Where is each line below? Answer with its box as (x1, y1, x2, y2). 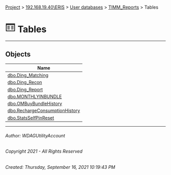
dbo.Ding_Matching (7, 72, 48, 78)
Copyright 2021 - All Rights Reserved (5, 148, 83, 155)
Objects (5, 50, 31, 59)
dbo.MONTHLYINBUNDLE (7, 93, 62, 99)
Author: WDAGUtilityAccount (5, 132, 65, 138)
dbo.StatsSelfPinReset (7, 114, 54, 121)
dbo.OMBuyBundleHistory (7, 101, 63, 107)
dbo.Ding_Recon (7, 79, 42, 85)
